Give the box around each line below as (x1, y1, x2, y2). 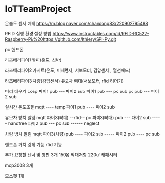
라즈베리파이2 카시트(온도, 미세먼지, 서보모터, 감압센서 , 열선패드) (5, 67, 131, 73)
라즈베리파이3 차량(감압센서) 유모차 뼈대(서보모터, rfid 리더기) (5, 78, 124, 84)
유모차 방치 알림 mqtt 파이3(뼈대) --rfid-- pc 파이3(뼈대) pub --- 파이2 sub (5, 114, 151, 120)
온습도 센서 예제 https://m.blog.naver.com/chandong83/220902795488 (5, 20, 149, 26)
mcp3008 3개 (5, 162, 33, 168)
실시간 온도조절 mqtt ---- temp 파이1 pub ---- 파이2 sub (5, 104, 115, 110)
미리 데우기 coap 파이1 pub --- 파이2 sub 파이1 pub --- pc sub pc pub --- (5, 88, 150, 94)
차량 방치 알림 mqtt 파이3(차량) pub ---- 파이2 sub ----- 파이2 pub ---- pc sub (5, 131, 160, 137)
